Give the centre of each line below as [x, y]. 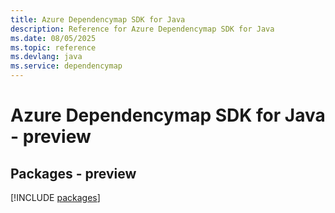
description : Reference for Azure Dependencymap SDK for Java [142, 29]
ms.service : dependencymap [66, 66]
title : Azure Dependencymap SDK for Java [98, 19]
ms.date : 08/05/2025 [53, 38]
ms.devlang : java [46, 57]
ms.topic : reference [53, 47]
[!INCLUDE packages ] [55, 197]
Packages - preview [73, 173]
